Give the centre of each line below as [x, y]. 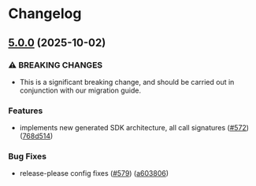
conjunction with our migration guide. [80, 90]
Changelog [45, 14]
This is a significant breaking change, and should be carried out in [127, 82]
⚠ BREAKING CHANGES [56, 65]
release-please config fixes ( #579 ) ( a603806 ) [94, 173]
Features [26, 111]
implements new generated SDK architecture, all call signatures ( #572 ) [134, 128]
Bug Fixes [28, 156]
